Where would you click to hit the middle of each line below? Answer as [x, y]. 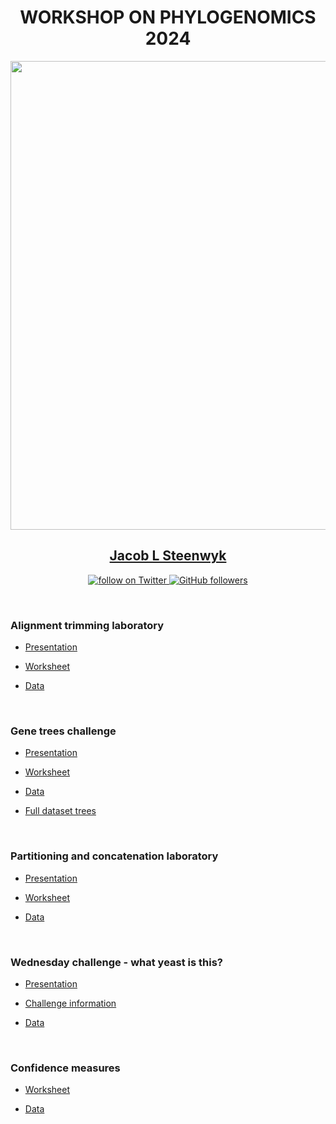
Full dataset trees [60, 811]
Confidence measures [65, 1068]
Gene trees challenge [63, 731]
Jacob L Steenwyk [168, 556]
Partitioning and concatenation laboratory [114, 856]
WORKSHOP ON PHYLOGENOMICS [168, 17]
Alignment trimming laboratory [87, 625]
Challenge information [70, 1003]
